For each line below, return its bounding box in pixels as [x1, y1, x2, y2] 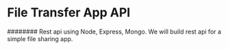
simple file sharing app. [7, 34, 73, 42]
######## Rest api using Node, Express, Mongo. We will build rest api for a [7, 27, 221, 36]
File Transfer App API [7, 5, 131, 21]
